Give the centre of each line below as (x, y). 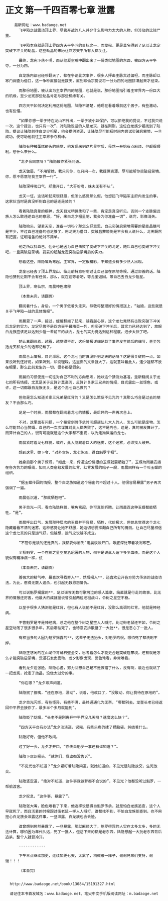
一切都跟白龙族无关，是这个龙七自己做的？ (54, 387)
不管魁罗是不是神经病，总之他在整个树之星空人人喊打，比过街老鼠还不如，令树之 (89, 623)
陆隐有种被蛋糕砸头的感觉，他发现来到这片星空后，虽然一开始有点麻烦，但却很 (88, 146)
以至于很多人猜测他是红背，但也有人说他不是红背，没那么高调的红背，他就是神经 (89, 608)
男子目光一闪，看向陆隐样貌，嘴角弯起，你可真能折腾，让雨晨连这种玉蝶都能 (86, 507)
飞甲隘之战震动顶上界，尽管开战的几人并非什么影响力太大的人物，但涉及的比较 (88, 30)
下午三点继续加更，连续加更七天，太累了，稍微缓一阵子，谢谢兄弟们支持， (84, 856)
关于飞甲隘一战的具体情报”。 (31, 311)
